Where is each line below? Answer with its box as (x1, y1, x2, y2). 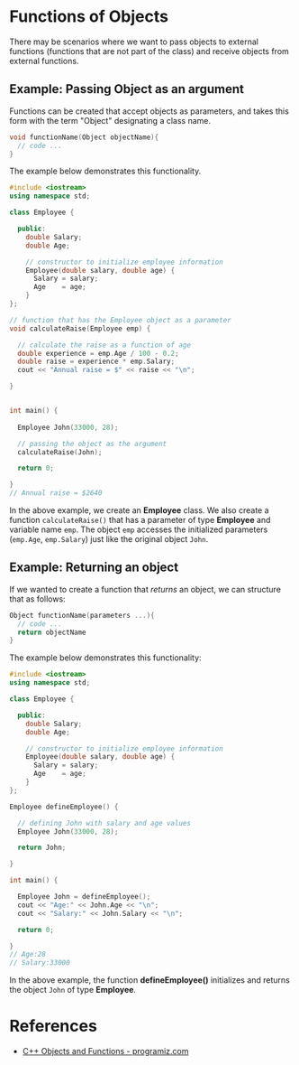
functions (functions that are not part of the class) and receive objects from (9, 45, 290, 56)
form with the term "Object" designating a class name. (9, 115, 212, 126)
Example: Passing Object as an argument (9, 81, 245, 97)
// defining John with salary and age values (17, 818, 192, 827)
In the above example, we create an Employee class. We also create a (9, 505, 269, 516)
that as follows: (9, 593, 66, 604)
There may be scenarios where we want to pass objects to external (9, 36, 259, 47)
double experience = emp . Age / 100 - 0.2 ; (17, 349, 179, 358)
